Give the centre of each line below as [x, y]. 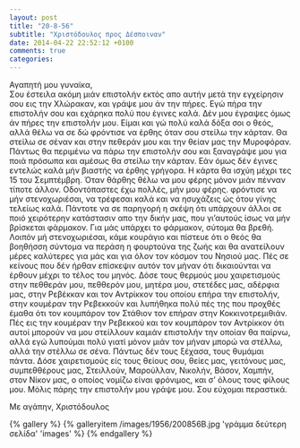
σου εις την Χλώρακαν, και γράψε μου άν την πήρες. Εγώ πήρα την [136, 103]
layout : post [34, 17]
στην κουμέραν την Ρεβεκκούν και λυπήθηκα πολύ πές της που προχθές [145, 304]
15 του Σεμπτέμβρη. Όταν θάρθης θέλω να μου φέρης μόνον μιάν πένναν [148, 180]
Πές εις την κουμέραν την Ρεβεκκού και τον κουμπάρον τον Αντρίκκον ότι [147, 323]
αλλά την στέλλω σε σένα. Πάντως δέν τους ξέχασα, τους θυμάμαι [137, 351]
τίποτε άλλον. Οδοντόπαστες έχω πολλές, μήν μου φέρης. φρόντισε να [143, 190]
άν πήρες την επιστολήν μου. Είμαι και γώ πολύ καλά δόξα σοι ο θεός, [141, 123]
